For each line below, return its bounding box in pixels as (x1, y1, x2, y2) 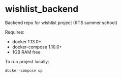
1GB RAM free (12, 49, 41, 55)
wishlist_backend (5, 3, 79, 15)
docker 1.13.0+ (12, 38, 42, 45)
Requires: (5, 29, 25, 35)
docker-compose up (5, 68, 43, 73)
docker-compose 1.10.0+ (12, 44, 62, 50)
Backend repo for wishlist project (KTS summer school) (5, 20, 118, 26)
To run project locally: (5, 58, 49, 64)
